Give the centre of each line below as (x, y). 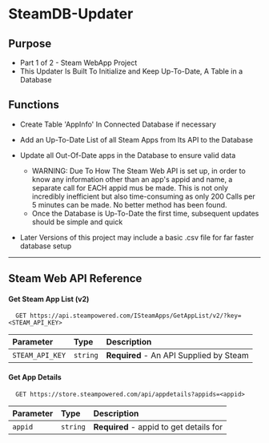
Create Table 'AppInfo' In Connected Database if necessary (118, 124)
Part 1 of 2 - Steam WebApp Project (78, 62)
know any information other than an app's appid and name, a (132, 179)
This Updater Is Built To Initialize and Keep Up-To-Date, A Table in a (131, 71)
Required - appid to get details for (158, 427)
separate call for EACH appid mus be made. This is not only (130, 187)
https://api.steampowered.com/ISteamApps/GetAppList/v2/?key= (135, 316)
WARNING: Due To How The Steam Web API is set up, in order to (139, 171)
